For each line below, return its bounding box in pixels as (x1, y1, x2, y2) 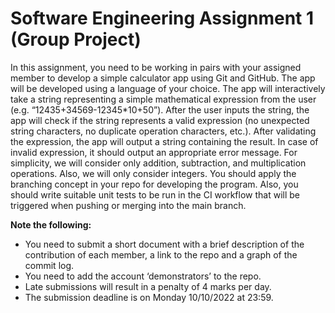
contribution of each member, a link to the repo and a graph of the (24, 248, 298, 261)
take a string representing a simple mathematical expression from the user (10, 93, 317, 105)
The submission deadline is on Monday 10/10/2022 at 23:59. (24, 291, 274, 303)
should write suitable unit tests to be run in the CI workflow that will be (10, 188, 300, 201)
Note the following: (10, 218, 92, 231)
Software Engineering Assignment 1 (10, 7, 315, 30)
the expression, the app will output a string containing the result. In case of (10, 135, 319, 147)
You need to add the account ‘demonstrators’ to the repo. (24, 270, 262, 282)
